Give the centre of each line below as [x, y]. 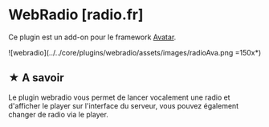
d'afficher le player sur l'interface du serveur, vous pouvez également [124, 105]
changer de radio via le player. [58, 114]
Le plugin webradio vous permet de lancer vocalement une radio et [119, 97]
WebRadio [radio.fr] [76, 15]
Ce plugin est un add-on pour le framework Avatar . [92, 37]
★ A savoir [36, 78]
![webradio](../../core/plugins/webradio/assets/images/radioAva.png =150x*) [135, 52]
